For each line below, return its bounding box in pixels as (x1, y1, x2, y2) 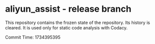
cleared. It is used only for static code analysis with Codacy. (5, 24, 128, 30)
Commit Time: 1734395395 (5, 34, 61, 40)
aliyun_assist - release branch (5, 3, 132, 15)
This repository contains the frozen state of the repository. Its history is (5, 20, 150, 25)
